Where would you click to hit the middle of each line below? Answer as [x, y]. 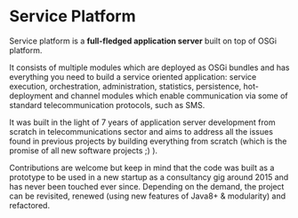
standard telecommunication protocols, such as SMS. [107, 105]
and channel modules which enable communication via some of [172, 96]
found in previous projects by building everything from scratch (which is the [148, 141]
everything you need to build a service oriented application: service [133, 76]
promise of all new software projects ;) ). [84, 150]
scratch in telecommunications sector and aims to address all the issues [141, 131]
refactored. [30, 205]
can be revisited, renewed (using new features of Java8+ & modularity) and [148, 196]
